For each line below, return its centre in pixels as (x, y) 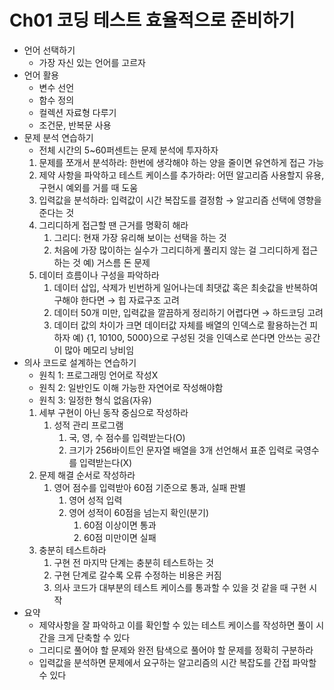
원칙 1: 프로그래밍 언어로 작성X (98, 375)
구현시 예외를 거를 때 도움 (88, 187)
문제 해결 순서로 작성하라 (87, 475)
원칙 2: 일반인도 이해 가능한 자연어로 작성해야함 (131, 387)
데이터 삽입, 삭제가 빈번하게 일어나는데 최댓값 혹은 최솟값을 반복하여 (186, 287)
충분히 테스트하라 (72, 550)
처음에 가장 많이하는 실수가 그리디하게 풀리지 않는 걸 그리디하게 (176, 250)
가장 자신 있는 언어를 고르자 (92, 62)
